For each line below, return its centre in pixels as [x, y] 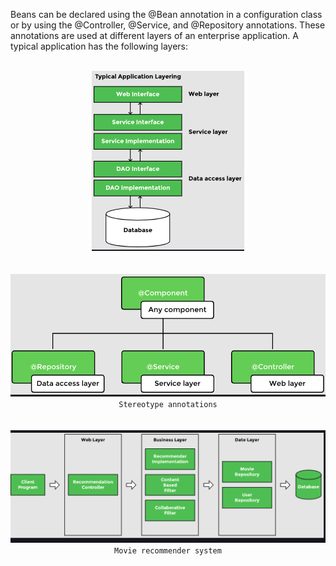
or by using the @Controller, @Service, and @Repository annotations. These [168, 25]
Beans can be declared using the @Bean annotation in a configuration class [166, 14]
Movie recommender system [168, 550]
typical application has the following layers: [99, 46]
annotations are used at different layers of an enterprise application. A [154, 35]
